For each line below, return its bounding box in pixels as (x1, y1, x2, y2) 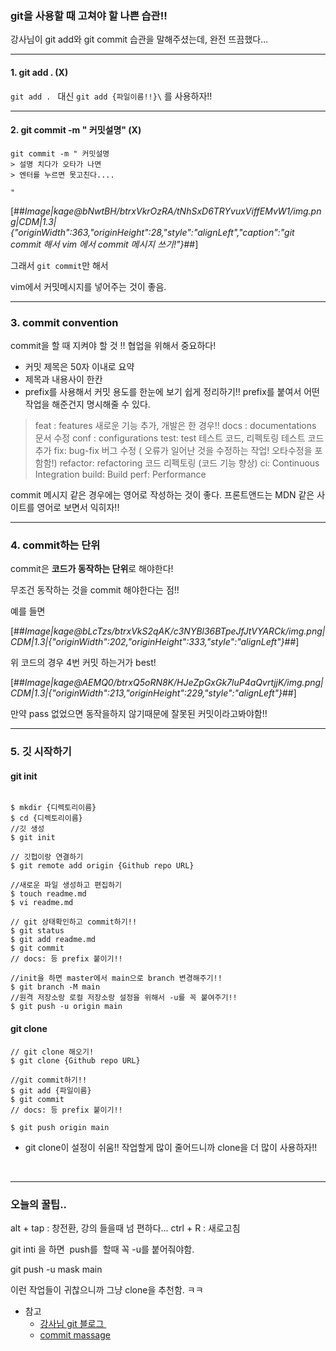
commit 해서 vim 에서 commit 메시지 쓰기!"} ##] (10, 238, 199, 250)
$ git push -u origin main (10, 1002, 123, 1012)
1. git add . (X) (10, 66, 69, 78)
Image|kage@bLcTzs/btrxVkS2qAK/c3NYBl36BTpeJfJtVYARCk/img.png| (24, 625, 326, 637)
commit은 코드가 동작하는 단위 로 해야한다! (10, 563, 174, 575)
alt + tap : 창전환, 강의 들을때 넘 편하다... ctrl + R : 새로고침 (10, 1222, 241, 1234)
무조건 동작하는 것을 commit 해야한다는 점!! (10, 584, 180, 596)
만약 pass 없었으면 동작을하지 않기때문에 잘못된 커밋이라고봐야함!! (10, 708, 268, 720)
